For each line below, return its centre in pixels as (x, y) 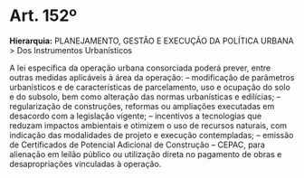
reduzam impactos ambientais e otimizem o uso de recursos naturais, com (148, 125)
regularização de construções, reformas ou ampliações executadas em (142, 106)
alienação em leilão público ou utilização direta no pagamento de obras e (146, 154)
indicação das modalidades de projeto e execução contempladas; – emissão (152, 135)
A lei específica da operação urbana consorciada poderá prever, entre (140, 68)
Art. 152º (43, 16)
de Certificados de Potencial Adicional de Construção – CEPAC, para (137, 145)
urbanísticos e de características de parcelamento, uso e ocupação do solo (150, 87)
